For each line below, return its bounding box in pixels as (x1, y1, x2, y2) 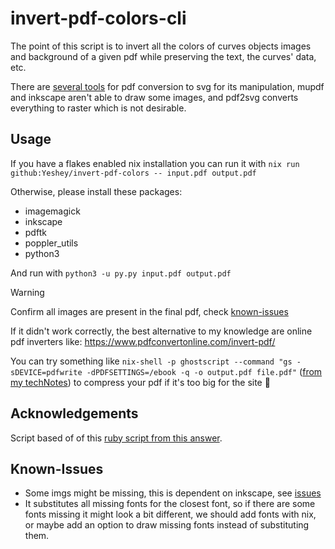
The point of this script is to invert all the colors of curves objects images (10, 40, 312, 52)
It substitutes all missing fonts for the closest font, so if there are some (24, 498, 316, 510)
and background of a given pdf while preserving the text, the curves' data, (10, 50, 317, 62)
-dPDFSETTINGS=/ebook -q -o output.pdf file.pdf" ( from (86, 365, 323, 377)
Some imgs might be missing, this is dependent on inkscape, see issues (24, 487, 322, 499)
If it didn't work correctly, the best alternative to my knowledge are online (10, 325, 313, 337)
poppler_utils (24, 237, 79, 249)
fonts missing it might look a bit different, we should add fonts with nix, (24, 508, 317, 521)
